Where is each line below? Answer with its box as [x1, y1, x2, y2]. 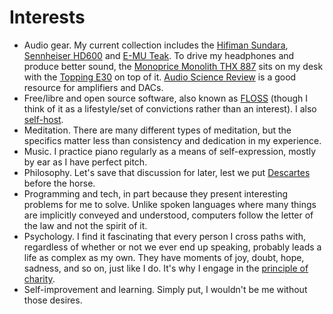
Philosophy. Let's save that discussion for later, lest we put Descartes [23, 166, 311, 178]
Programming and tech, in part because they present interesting [23, 187, 289, 200]
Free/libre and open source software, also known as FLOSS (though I [23, 92, 309, 104]
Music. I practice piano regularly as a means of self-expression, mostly [23, 145, 317, 157]
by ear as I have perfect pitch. [23, 156, 148, 168]
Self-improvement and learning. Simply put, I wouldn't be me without [23, 283, 308, 295]
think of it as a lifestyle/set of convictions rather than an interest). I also [23, 102, 317, 115]
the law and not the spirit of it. [23, 219, 148, 231]
